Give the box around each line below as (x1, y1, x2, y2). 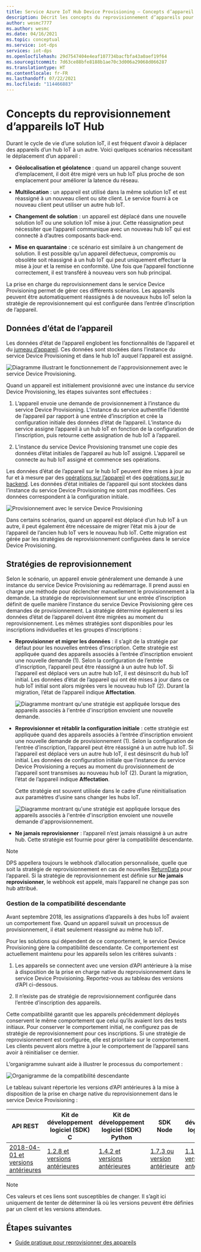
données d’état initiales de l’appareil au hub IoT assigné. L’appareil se (14, 449, 185, 456)
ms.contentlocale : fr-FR (6, 70, 68, 76)
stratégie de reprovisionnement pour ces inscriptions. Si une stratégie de (6, 1030, 186, 1037)
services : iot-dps (6, 48, 52, 54)
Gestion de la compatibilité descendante (6, 899, 126, 908)
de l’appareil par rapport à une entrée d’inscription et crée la (14, 412, 163, 420)
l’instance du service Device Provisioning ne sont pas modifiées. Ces (6, 486, 176, 493)
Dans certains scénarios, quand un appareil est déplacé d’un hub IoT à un (6, 516, 188, 523)
